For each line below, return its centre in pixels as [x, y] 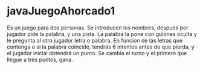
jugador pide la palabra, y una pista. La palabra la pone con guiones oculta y [102, 34]
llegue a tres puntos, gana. [40, 59]
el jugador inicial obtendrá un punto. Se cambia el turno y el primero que [97, 53]
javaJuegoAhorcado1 [61, 11]
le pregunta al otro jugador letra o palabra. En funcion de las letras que [95, 40]
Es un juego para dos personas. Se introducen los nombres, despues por [98, 28]
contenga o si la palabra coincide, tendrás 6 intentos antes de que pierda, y [101, 47]
